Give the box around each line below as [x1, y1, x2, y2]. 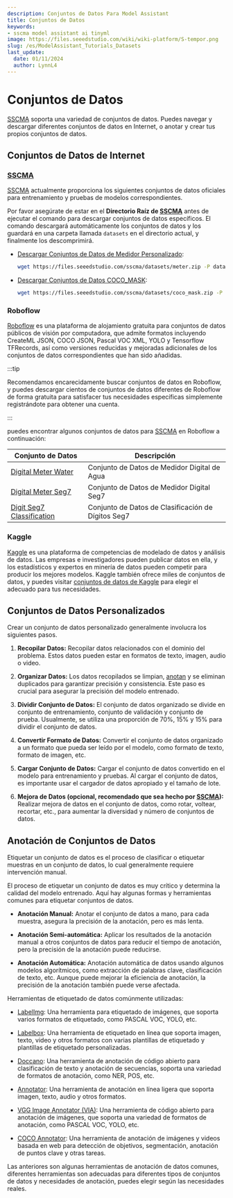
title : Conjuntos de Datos [7, 17, 85, 24]
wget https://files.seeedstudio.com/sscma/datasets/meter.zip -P [17, 263, 210, 271]
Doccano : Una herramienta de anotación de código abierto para [17, 1057, 200, 1065]
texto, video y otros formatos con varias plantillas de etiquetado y [17, 1036, 205, 1045]
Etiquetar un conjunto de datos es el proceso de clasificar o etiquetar [7, 854, 205, 862]
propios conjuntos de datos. [7, 129, 87, 138]
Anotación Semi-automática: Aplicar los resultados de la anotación [17, 931, 212, 939]
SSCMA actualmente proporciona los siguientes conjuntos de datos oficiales [7, 186, 226, 194]
